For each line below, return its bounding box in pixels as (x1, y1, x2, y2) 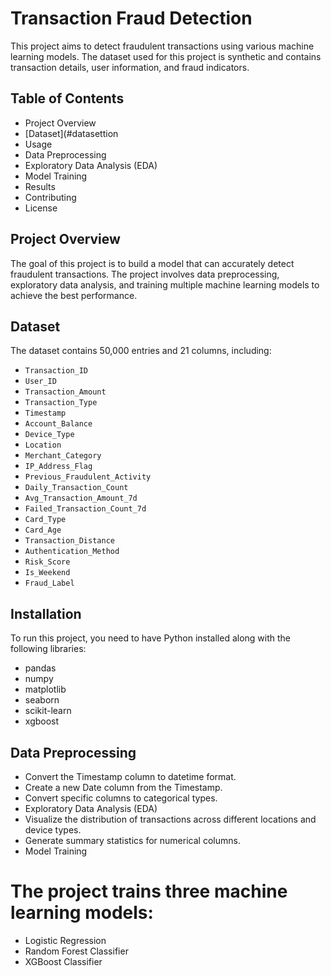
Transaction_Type (24, 398, 98, 408)
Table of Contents (10, 90, 125, 107)
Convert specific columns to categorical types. (24, 792, 218, 804)
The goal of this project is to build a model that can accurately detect (10, 257, 295, 269)
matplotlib (24, 683, 67, 696)
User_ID (24, 377, 57, 387)
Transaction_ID (24, 366, 89, 376)
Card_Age (24, 525, 62, 536)
